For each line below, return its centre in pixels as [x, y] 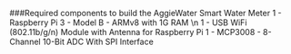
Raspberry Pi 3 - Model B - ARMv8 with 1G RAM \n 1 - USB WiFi [128, 22]
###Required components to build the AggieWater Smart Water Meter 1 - [145, 13]
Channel [25, 41]
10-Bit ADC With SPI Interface [98, 41]
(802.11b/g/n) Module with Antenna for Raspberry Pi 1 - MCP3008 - [135, 32]
